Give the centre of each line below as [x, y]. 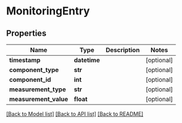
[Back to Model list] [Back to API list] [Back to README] [75, 114]
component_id [30, 79]
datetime [87, 60]
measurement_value [39, 99]
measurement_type [38, 89]
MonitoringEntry [48, 11]
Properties [26, 33]
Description [123, 50]
